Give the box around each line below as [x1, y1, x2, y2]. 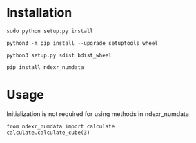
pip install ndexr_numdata [6, 64, 84, 70]
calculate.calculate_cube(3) [6, 129, 90, 136]
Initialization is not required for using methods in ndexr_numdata [6, 109, 189, 118]
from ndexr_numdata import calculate [6, 123, 115, 130]
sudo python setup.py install [6, 28, 94, 35]
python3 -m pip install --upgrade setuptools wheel [6, 39, 158, 46]
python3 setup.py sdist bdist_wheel [6, 52, 112, 59]
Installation [6, 5, 72, 21]
